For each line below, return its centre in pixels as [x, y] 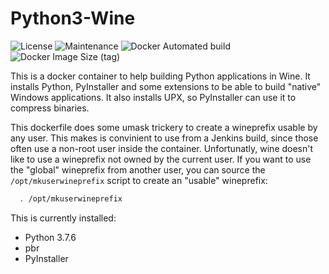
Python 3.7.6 [50, 237]
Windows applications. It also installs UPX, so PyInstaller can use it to [153, 97]
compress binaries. [50, 108]
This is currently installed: [63, 218]
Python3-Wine [73, 18]
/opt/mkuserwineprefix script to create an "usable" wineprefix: [139, 180]
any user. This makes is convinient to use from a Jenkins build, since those [164, 138]
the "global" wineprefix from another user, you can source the [138, 169]
